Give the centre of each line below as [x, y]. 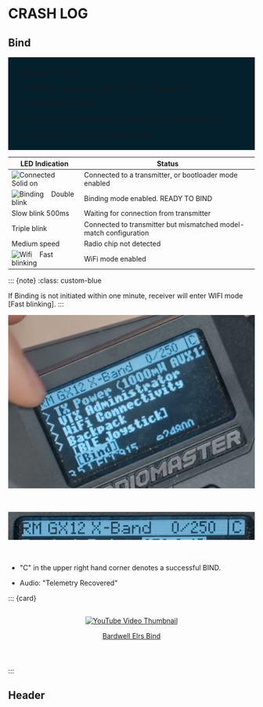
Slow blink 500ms [40, 214]
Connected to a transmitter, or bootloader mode [161, 174]
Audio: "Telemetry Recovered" [68, 583]
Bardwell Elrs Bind [131, 636]
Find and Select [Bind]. [61, 104]
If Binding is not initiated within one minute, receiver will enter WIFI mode [126, 295]
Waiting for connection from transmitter [148, 214]
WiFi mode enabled [115, 258]
